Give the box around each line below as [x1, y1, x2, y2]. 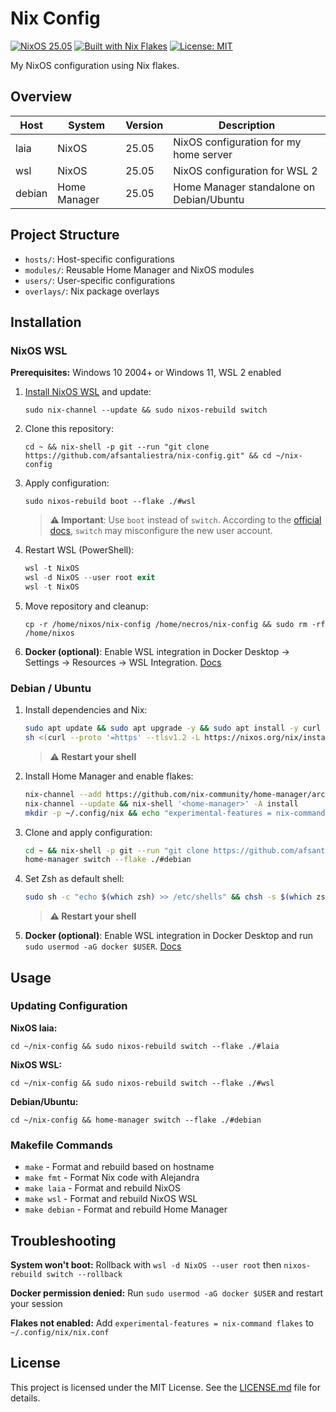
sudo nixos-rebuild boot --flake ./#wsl [24, 497, 196, 507]
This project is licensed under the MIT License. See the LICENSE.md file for [10, 1381, 321, 1393]
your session [10, 1297, 63, 1309]
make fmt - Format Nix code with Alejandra [24, 1172, 200, 1184]
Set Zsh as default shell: [24, 873, 125, 885]
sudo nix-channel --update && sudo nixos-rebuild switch [24, 405, 268, 416]
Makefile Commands [10, 1138, 113, 1152]
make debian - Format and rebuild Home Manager [24, 1203, 228, 1216]
